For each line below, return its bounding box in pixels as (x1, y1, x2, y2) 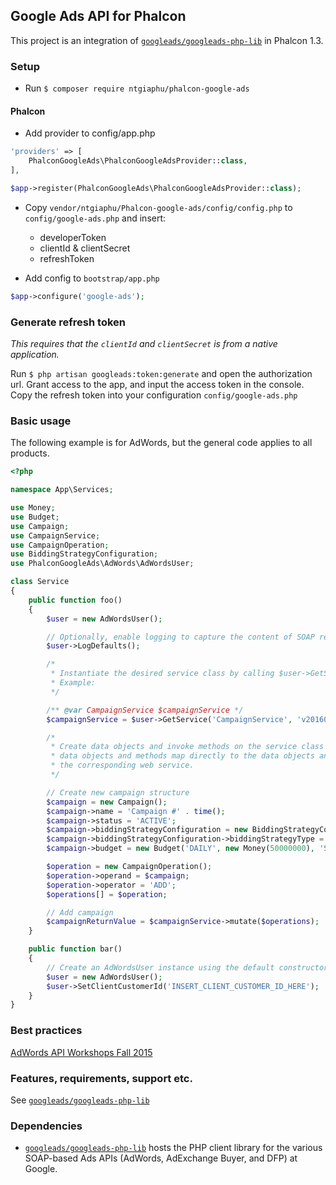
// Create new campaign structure (46, 787, 190, 798)
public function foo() (28, 595, 123, 605)
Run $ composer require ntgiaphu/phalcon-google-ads (24, 82, 250, 94)
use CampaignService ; (10, 530, 101, 541)
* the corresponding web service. (50, 760, 195, 771)
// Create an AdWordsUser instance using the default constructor (46, 962, 329, 973)
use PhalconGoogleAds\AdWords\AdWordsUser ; (10, 559, 195, 569)
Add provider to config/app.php (24, 127, 156, 139)
